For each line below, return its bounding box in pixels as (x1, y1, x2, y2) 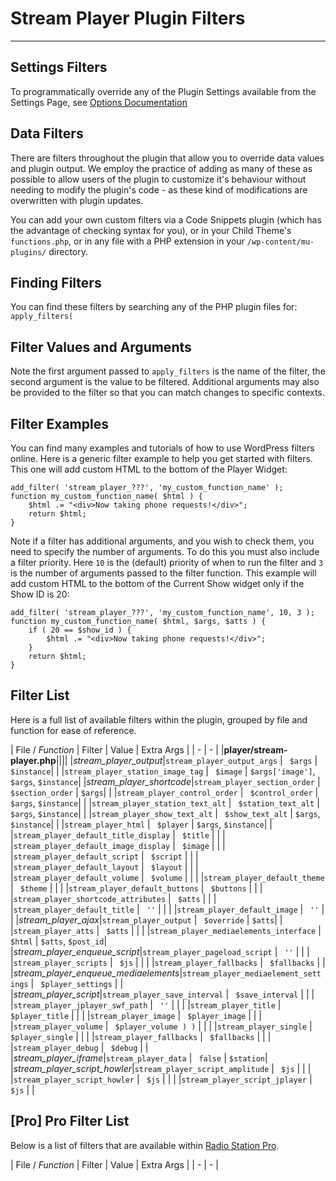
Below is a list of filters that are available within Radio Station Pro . (10, 1139, 280, 1151)
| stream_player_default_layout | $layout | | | (10, 860, 199, 872)
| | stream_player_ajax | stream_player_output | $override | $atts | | (10, 913, 283, 926)
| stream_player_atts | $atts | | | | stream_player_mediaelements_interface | (10, 924, 322, 936)
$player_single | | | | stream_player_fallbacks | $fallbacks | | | (10, 1030, 272, 1042)
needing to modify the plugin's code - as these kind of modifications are (10, 183, 308, 196)
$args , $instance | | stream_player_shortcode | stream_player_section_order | (10, 775, 321, 787)
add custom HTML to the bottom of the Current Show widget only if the (10, 578, 305, 589)
